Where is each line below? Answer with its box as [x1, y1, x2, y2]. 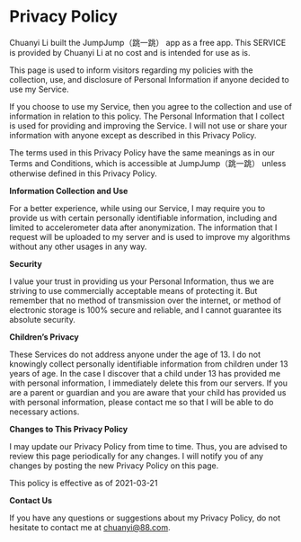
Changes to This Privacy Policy [9, 423, 128, 434]
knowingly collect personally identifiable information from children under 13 [9, 358, 289, 369]
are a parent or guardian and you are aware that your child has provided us [9, 387, 287, 397]
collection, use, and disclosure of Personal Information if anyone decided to [9, 74, 289, 84]
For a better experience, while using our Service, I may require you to [9, 202, 266, 213]
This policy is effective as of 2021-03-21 [9, 477, 158, 488]
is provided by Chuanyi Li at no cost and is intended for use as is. [9, 47, 251, 58]
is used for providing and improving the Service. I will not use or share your [9, 120, 288, 131]
